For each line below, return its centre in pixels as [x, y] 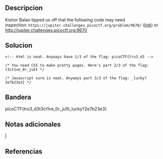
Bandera [18, 97]
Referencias [24, 151]
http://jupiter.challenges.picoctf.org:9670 [46, 30]
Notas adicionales [33, 124]
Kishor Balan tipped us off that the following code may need [65, 20]
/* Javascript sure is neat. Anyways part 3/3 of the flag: [67, 78]
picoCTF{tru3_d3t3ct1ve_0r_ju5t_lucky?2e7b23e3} [56, 109]
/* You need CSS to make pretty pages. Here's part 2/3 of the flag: [77, 65]
